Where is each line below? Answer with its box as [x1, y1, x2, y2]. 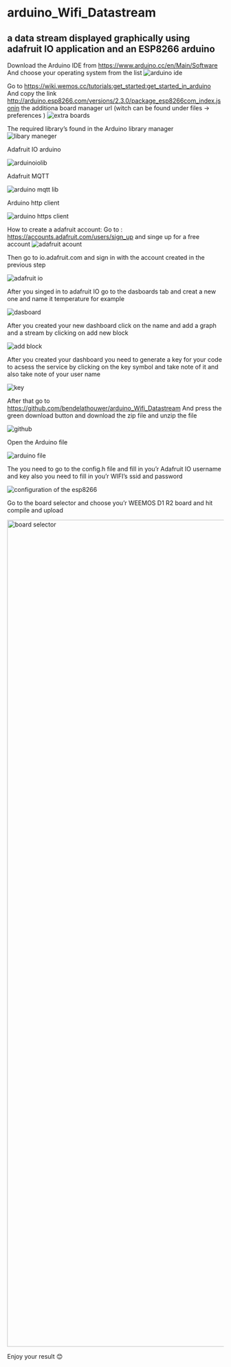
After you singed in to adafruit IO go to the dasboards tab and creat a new [7, 287, 217, 296]
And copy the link [7, 90, 57, 97]
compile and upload [7, 506, 63, 514]
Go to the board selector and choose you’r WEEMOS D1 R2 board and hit [7, 499, 213, 507]
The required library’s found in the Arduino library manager [7, 125, 174, 132]
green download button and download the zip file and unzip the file [7, 411, 197, 420]
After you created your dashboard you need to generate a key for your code [7, 356, 222, 363]
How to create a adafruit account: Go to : [7, 225, 123, 234]
